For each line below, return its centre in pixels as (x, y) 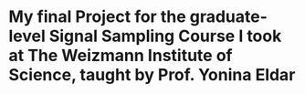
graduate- (229, 17)
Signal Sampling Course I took (165, 36)
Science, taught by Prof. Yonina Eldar (152, 75)
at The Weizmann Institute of (121, 56)
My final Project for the (97, 17)
